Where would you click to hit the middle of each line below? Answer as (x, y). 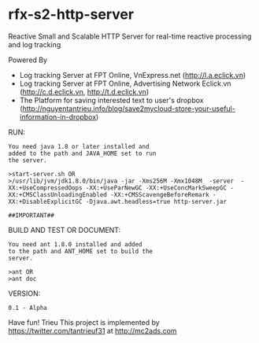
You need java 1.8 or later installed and (79, 146)
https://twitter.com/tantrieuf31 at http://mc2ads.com (92, 330)
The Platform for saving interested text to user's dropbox (111, 100)
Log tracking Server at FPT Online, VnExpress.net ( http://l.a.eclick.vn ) (133, 75)
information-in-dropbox (58, 116)
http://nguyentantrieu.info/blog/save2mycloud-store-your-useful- (129, 109)
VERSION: (24, 293)
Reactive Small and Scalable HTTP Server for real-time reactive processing (130, 36)
